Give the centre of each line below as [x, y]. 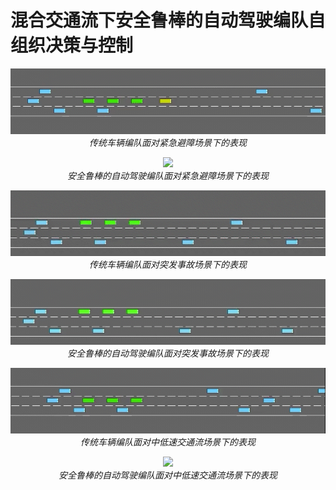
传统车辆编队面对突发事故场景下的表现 [168, 264]
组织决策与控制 [72, 45]
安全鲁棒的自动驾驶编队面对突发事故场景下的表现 [168, 353]
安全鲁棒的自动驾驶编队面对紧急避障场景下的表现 [168, 175]
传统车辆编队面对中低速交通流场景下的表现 [168, 442]
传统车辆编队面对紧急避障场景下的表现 [168, 142]
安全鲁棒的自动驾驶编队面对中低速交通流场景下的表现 [168, 475]
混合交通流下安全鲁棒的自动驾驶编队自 [168, 20]
